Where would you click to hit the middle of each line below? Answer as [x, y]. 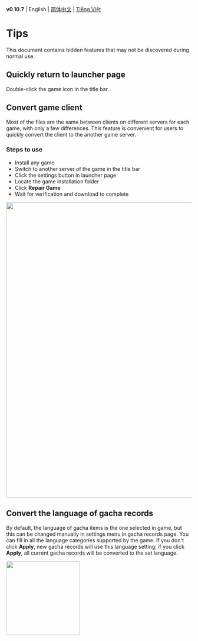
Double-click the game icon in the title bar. [58, 89]
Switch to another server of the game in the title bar [77, 169]
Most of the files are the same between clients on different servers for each [98, 122]
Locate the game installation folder [57, 181]
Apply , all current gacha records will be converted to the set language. [92, 553]
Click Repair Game [37, 187]
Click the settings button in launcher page [65, 175]
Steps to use [24, 150]
